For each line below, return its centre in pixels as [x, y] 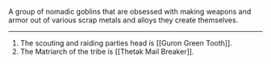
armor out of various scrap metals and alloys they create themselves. [123, 20]
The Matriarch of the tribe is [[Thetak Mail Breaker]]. [107, 52]
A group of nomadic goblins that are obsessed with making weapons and [130, 12]
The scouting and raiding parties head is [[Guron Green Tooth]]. [126, 43]
